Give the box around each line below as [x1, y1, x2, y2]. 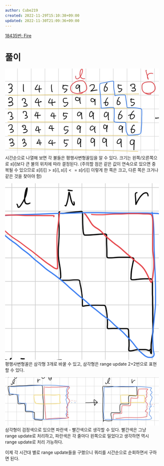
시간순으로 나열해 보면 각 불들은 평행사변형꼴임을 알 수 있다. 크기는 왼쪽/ [5, 155, 142, 161]
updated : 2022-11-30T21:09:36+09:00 [5, 18, 80, 23]
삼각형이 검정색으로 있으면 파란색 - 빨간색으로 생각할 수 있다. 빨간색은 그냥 [5, 427, 146, 433]
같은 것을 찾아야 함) [5, 173, 42, 179]
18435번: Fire [5, 33, 32, 39]
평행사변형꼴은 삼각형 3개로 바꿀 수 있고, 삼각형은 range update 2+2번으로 [5, 361, 148, 367]
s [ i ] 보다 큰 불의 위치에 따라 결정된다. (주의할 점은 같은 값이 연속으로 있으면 [10, 161, 151, 167]
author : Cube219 [5, 8, 38, 13]
